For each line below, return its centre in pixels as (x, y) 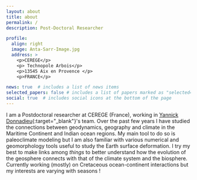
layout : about (23, 11)
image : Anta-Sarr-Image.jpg (46, 50)
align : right (27, 44)
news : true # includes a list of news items (62, 87)
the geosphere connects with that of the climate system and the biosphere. (97, 158)
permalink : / (22, 22)
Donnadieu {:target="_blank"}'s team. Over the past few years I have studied (98, 121)
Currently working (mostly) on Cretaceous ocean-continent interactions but (97, 164)
